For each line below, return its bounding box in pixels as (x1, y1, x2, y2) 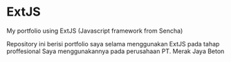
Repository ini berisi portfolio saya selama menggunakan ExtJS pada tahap (6, 40, 220, 48)
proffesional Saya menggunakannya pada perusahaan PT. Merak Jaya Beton (6, 47, 225, 55)
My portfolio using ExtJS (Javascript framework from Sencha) (6, 27, 183, 35)
